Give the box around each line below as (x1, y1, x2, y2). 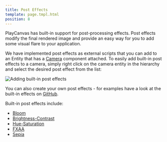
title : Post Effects (5, 7, 48, 12)
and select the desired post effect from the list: (5, 66, 102, 72)
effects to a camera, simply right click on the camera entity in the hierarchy (5, 61, 160, 67)
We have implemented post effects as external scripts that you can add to (5, 50, 157, 56)
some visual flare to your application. (5, 41, 81, 47)
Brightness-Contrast (12, 116, 55, 122)
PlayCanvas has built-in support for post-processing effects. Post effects (5, 30, 156, 36)
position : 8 (5, 16, 30, 21)
